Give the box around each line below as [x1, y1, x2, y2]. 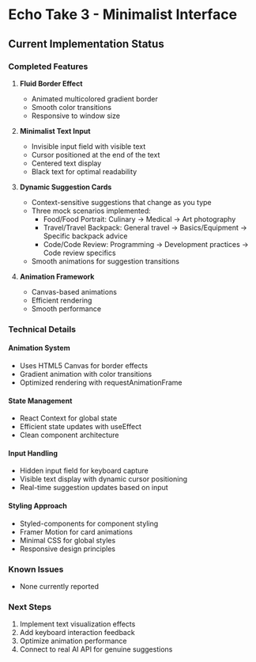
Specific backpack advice [43, 231, 128, 241]
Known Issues [8, 564, 64, 575]
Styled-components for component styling [19, 519, 159, 528]
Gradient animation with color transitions [19, 370, 152, 379]
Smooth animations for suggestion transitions [31, 256, 180, 266]
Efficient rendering [31, 295, 92, 305]
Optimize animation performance [19, 636, 127, 646]
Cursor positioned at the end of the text [31, 150, 160, 159]
